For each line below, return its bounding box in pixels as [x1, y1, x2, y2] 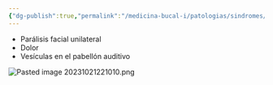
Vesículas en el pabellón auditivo [19, 51, 131, 61]
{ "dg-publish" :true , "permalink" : [8, 11, 122, 20]
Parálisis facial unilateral [19, 34, 102, 44]
